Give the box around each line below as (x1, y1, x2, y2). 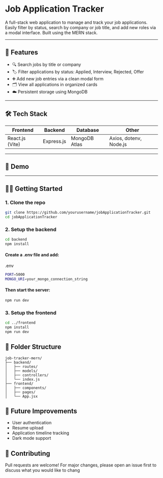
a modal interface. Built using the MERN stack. (5, 30, 98, 35)
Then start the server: (5, 287, 50, 293)
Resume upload (12, 425, 44, 431)
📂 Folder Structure (5, 343, 62, 351)
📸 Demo (5, 162, 29, 171)
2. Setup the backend (5, 226, 57, 233)
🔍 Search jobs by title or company (12, 62, 81, 67)
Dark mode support (12, 435, 51, 441)
